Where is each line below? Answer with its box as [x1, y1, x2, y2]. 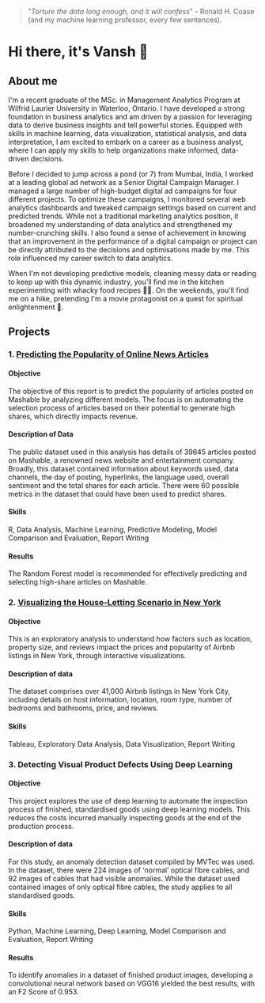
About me [8, 74, 58, 88]
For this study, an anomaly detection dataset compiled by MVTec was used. [8, 857, 256, 866]
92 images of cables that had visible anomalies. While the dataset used [8, 873, 240, 883]
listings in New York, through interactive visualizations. [8, 651, 187, 660]
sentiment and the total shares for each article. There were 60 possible [8, 480, 240, 490]
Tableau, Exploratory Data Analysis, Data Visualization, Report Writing [8, 739, 236, 748]
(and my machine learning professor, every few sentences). [27, 15, 222, 25]
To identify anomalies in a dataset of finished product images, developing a [8, 971, 253, 980]
